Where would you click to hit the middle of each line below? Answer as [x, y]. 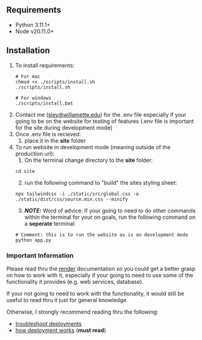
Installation [28, 50]
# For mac [28, 76]
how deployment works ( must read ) [61, 330]
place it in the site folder [55, 141]
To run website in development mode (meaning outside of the [93, 147]
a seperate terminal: [50, 223]
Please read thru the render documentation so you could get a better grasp [101, 268]
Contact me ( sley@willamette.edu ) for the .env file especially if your [101, 114]
